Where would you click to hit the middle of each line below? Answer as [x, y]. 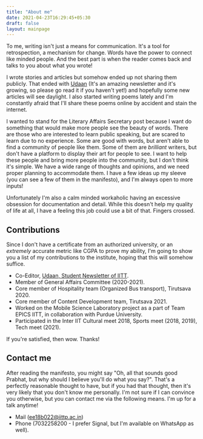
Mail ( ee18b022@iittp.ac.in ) [49, 417]
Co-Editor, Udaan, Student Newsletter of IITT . [72, 276]
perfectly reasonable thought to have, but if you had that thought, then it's [99, 385]
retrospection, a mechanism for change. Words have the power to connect [99, 53]
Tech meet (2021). [38, 327]
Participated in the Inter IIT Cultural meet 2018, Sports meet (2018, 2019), [106, 321]
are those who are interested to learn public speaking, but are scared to [96, 134]
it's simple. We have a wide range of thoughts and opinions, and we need [98, 167]
